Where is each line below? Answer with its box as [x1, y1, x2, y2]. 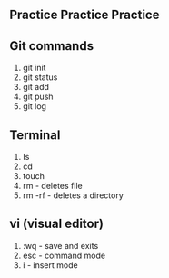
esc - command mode [22, 250, 106, 261]
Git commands [9, 38, 94, 54]
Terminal [9, 127, 61, 143]
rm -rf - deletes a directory [22, 190, 124, 201]
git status [22, 72, 58, 83]
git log [22, 101, 47, 112]
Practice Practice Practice [9, 7, 160, 23]
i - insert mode [22, 259, 79, 271]
